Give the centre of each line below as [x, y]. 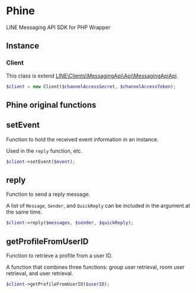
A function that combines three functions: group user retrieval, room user [95, 267]
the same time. [24, 212]
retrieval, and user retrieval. [40, 273]
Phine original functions [51, 105]
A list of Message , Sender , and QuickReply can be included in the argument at [98, 206]
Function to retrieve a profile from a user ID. [59, 256]
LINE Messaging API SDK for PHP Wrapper [58, 27]
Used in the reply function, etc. [44, 151]
